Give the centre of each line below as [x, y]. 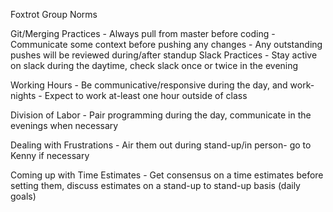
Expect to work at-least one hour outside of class [146, 95]
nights [23, 95]
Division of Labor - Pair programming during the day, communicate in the [161, 115]
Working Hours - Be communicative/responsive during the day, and [149, 85]
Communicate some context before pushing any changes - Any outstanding [166, 44]
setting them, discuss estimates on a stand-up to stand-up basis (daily [155, 185]
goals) [23, 196]
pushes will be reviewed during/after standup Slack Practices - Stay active [164, 55]
